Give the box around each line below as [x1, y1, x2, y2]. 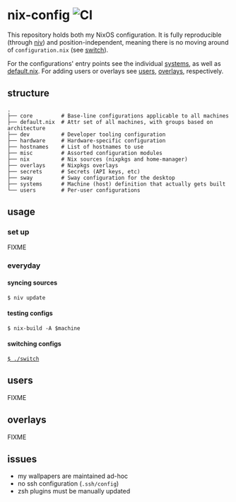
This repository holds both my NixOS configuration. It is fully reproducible [7, 30, 222, 39]
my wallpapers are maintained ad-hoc [17, 472, 129, 481]
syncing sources [7, 278, 58, 287]
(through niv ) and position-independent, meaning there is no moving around [7, 38, 229, 46]
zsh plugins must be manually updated [17, 487, 131, 496]
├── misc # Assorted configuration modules [7, 149, 163, 156]
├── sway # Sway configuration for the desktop [7, 174, 175, 181]
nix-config [7, 7, 71, 23]
